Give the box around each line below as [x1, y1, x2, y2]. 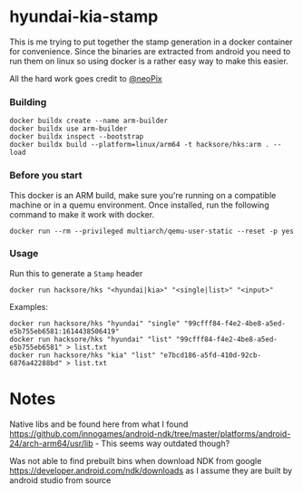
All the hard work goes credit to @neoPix [9, 72, 162, 83]
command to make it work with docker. [9, 208, 155, 219]
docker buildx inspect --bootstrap [9, 132, 144, 141]
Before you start [9, 169, 83, 182]
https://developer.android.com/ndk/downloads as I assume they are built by [9, 465, 293, 476]
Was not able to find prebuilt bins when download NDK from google [9, 455, 262, 466]
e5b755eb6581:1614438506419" [9, 326, 120, 336]
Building [9, 95, 47, 108]
